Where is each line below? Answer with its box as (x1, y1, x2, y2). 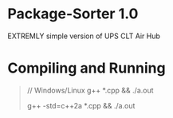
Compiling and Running (7, 59, 166, 77)
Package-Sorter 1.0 (7, 5, 139, 23)
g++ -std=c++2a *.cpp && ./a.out (26, 100, 136, 110)
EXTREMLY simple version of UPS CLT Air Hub (7, 31, 161, 41)
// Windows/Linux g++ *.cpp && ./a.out (26, 85, 154, 95)
